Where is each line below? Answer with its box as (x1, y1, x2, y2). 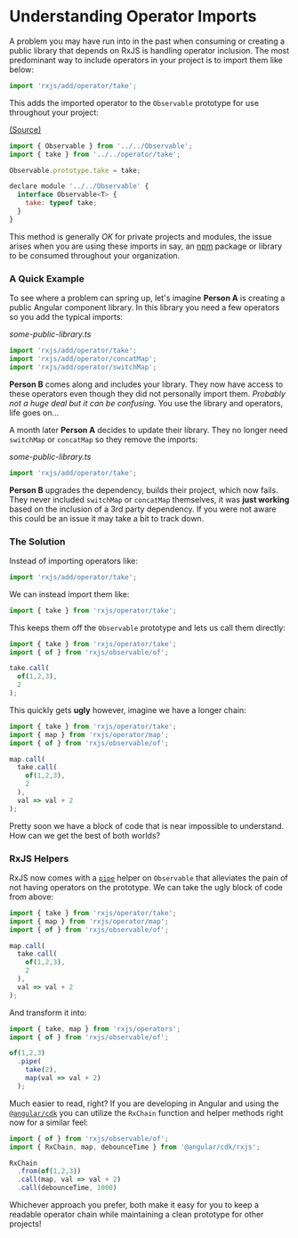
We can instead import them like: (9, 588, 130, 599)
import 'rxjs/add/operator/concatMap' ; (9, 354, 157, 363)
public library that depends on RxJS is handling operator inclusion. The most (9, 45, 290, 55)
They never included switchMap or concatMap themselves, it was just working (9, 494, 290, 504)
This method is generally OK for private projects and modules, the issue (9, 231, 272, 242)
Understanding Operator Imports (9, 6, 257, 27)
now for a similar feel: (9, 1117, 89, 1127)
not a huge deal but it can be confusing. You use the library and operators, (9, 398, 283, 408)
